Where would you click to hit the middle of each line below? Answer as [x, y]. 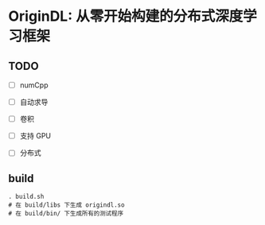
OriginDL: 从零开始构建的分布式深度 [126, 16]
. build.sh [26, 197]
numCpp [34, 85]
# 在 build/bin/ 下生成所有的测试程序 [66, 214]
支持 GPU [35, 136]
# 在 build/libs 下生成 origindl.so [66, 205]
